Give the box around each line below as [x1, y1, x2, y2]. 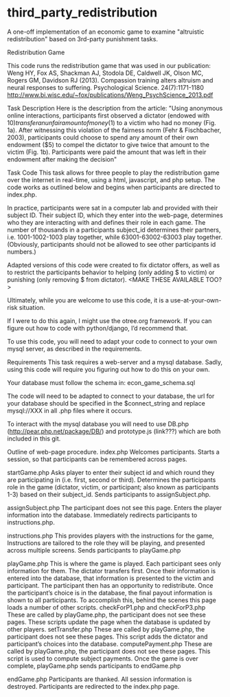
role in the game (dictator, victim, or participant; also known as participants [7, 483, 220, 491]
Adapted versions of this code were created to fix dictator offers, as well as [7, 261, 220, 269]
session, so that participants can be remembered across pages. [7, 455, 187, 463]
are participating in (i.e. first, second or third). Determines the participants [7, 476, 216, 484]
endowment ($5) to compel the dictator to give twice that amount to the [7, 140, 210, 148]
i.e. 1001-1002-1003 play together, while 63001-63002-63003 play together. [7, 232, 223, 241]
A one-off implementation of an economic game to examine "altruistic [7, 27, 205, 36]
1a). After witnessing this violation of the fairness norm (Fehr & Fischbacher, [7, 126, 222, 134]
